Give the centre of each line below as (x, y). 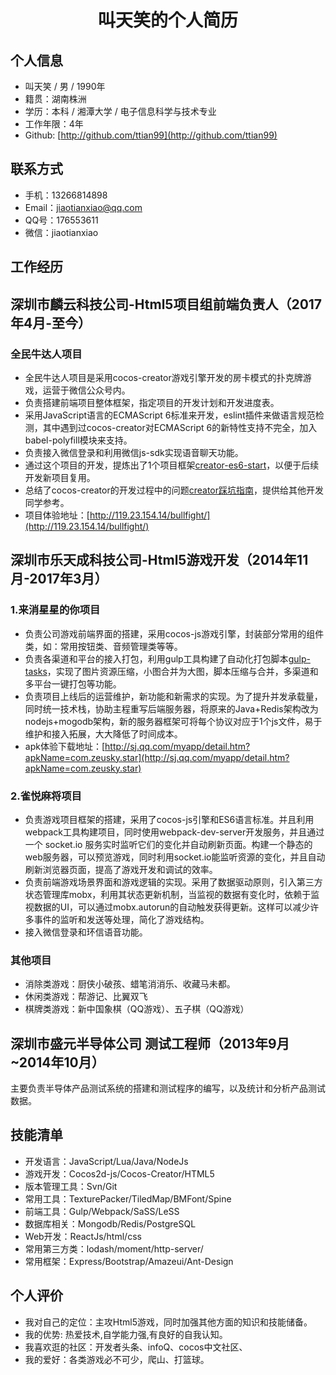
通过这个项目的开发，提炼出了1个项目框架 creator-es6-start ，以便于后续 (172, 465)
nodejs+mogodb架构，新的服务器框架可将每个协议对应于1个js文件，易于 (173, 721)
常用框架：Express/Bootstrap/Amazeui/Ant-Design (129, 1261)
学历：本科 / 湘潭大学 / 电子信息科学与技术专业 (120, 111)
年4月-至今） (51, 322)
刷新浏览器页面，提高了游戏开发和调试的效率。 (121, 869)
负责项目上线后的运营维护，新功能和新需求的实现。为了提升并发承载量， (173, 696)
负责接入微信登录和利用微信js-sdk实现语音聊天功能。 (134, 452)
